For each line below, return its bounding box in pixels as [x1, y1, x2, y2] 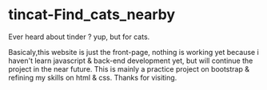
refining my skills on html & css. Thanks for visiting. [8, 72, 177, 82]
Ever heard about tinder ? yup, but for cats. [8, 32, 150, 41]
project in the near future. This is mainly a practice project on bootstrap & [8, 64, 250, 73]
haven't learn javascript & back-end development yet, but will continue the [8, 56, 253, 65]
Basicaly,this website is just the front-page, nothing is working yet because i [8, 47, 260, 57]
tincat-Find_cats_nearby [8, 6, 176, 24]
